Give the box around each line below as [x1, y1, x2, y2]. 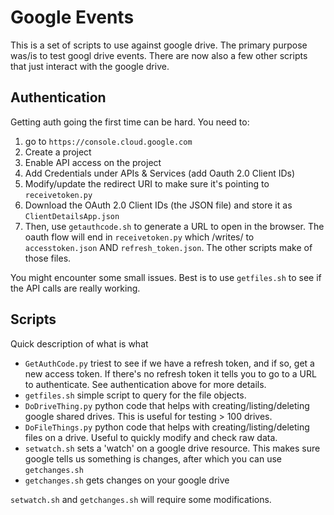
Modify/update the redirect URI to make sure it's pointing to [24, 177, 270, 190]
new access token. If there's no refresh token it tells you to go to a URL [24, 367, 317, 380]
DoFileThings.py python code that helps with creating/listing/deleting [24, 421, 310, 433]
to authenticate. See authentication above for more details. [24, 378, 267, 390]
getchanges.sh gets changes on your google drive [24, 474, 230, 486]
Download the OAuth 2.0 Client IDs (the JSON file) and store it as [24, 199, 293, 211]
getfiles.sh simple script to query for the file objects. [24, 389, 247, 401]
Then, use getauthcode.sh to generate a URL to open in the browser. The [24, 220, 325, 232]
